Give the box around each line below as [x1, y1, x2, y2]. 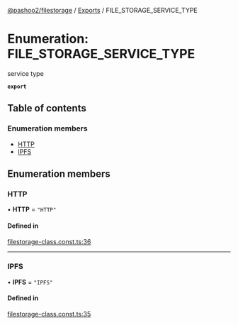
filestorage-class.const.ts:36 [7, 237, 91, 246]
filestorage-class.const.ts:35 [7, 310, 91, 319]
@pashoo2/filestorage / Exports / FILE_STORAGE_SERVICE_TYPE [7, 6, 198, 14]
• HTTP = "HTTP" [7, 205, 57, 214]
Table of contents [7, 102, 86, 114]
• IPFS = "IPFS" [7, 277, 53, 286]
